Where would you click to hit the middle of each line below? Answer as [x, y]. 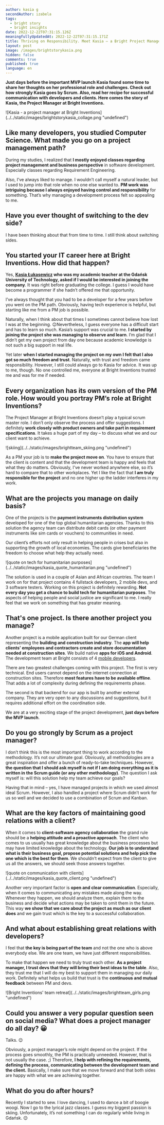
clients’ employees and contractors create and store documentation [76, 647]
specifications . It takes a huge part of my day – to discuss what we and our [82, 433]
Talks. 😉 [14, 1040]
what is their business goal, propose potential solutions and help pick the [81, 853]
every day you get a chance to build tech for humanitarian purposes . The [81, 592]
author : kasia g [22, 9]
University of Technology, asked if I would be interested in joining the [77, 280]
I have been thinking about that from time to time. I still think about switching [82, 235]
